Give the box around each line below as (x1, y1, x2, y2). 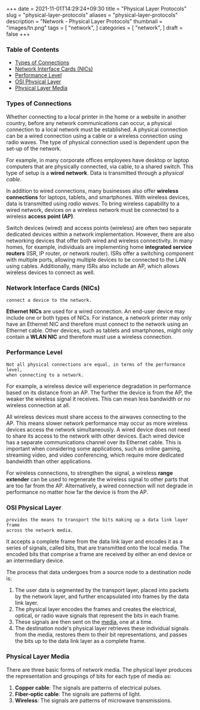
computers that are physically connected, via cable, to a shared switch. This (6, 163, 194, 170)
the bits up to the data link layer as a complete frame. (14, 638, 146, 645)
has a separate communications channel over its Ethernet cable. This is (6, 439, 182, 446)
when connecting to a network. (6, 372, 84, 378)
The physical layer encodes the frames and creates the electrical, (14, 606, 176, 613)
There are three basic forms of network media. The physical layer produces (6, 666, 192, 673)
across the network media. (6, 527, 73, 533)
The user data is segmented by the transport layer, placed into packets (14, 587, 189, 594)
